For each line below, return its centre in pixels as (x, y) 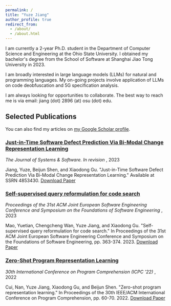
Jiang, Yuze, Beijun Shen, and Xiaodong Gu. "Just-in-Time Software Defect (84, 170)
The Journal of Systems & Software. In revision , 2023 (62, 160)
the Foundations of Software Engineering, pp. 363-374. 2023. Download (81, 242)
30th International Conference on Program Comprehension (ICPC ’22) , (81, 272)
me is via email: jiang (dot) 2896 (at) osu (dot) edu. (59, 101)
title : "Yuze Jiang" (27, 15)
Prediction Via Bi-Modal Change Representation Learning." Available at (80, 175)
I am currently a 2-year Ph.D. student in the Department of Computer (78, 48)
